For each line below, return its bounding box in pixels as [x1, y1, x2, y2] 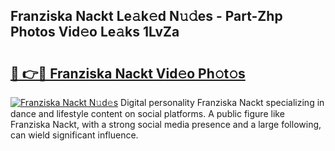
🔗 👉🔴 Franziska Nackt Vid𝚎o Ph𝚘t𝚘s [10, 65, 246, 82]
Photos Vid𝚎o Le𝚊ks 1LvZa [10, 24, 180, 41]
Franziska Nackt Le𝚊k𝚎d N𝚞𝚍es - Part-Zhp [10, 8, 283, 25]
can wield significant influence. [10, 129, 139, 141]
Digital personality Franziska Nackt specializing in [120, 97, 325, 108]
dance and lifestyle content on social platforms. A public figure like [10, 108, 285, 119]
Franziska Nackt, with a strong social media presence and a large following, [10, 119, 322, 130]
